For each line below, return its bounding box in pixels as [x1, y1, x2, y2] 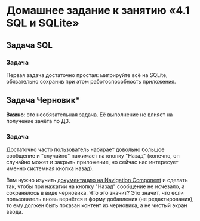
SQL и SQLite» [6, 16, 79, 30]
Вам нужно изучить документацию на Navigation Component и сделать [6, 176, 188, 183]
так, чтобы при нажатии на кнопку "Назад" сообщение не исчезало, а [6, 183, 185, 190]
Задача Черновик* [6, 95, 81, 105]
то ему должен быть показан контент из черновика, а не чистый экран [6, 201, 187, 209]
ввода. [6, 208, 23, 215]
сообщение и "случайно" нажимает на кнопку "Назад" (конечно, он [6, 152, 180, 159]
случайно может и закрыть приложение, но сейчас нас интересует [6, 158, 179, 165]
